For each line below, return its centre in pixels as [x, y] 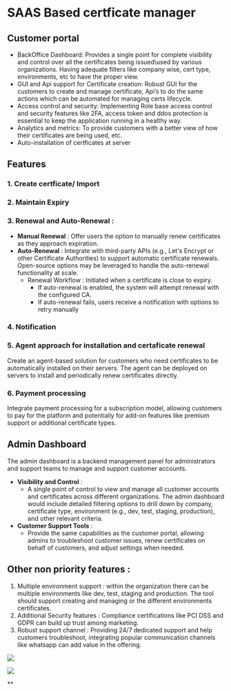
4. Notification [32, 327]
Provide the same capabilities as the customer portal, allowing [116, 533]
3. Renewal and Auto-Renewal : [61, 221]
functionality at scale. [48, 272]
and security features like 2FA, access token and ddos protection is [113, 113]
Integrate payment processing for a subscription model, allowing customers [114, 408]
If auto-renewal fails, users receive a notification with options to [128, 302]
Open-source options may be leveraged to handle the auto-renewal [113, 265]
